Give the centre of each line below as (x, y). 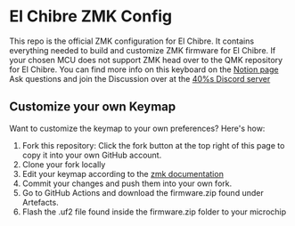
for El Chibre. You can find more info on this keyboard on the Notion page (144, 69)
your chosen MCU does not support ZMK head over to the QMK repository (146, 60)
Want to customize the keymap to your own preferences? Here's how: (137, 128)
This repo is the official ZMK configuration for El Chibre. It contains (132, 41)
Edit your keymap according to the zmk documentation (123, 174)
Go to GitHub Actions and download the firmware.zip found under (143, 192)
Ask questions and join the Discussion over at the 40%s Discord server (140, 78)
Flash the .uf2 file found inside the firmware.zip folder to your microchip (154, 212)
